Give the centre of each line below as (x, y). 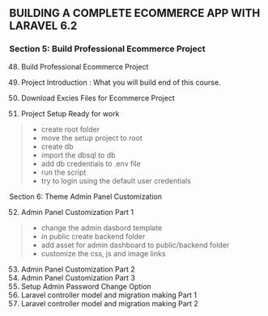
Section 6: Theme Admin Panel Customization (86, 196)
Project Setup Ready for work (70, 113)
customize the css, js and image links (103, 253)
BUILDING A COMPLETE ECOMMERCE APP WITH (135, 13)
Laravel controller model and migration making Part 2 (110, 303)
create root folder (70, 129)
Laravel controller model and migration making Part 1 (109, 295)
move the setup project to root (91, 137)
